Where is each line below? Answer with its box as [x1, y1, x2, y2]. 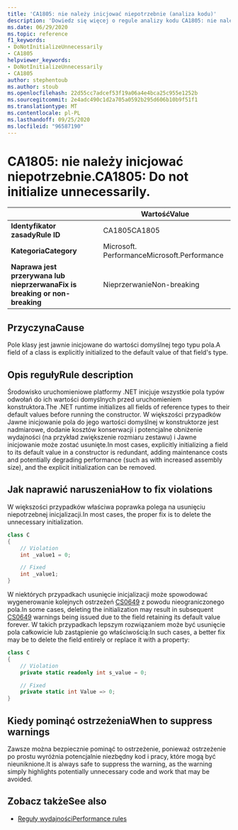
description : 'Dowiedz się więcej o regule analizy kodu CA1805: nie [7, 17, 217, 24]
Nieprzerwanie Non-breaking [103, 280, 200, 290]
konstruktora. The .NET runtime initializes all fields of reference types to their [7, 403, 230, 411]
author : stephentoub [7, 76, 69, 84]
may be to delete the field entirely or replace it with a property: [7, 635, 190, 644]
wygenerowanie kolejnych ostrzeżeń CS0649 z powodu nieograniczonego [7, 598, 225, 606]
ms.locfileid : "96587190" [7, 122, 84, 130]
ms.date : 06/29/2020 [7, 23, 69, 31]
